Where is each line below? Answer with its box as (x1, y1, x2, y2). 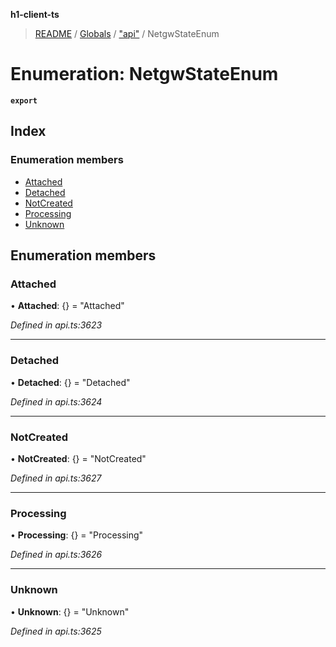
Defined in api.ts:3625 (10, 625, 102, 637)
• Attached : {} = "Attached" (10, 300, 125, 312)
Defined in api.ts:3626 (10, 549, 103, 561)
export (10, 95, 38, 106)
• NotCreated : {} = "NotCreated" (10, 452, 147, 464)
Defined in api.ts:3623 (10, 319, 103, 331)
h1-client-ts (10, 9, 60, 20)
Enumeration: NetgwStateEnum (10, 63, 279, 86)
